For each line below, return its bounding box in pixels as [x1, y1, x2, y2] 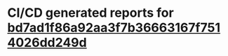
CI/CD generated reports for [7, 5, 174, 21]
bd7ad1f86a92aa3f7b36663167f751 [7, 20, 221, 36]
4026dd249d [7, 35, 87, 50]
